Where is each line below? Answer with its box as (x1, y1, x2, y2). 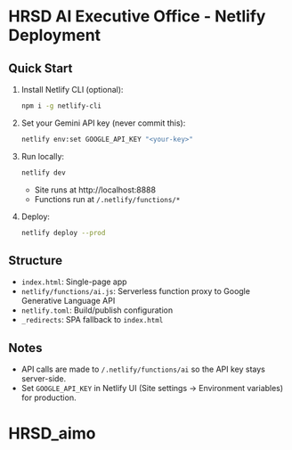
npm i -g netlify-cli (20, 102, 101, 110)
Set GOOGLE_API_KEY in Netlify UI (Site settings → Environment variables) (20, 383, 284, 394)
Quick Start (8, 61, 73, 76)
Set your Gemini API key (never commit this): (20, 118, 186, 128)
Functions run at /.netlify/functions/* (34, 193, 181, 204)
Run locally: (20, 151, 64, 161)
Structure (8, 252, 63, 268)
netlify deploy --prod (20, 228, 106, 237)
